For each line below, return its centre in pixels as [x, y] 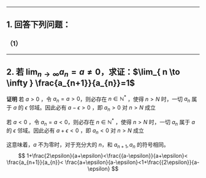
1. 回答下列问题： [39, 25]
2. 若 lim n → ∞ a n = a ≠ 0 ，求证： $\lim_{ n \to [93, 73]
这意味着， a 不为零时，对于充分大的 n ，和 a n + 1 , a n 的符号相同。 [88, 146]
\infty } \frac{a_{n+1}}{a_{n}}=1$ [71, 83]
